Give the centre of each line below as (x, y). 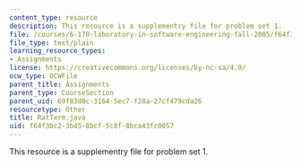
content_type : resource (54, 17)
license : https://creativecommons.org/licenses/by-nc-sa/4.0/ (128, 68)
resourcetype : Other (48, 109)
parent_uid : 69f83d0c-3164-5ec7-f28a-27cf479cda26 (106, 101)
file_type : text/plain (52, 43)
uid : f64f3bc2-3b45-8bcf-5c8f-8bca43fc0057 (92, 127)
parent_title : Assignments (60, 84)
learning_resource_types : (57, 51)
